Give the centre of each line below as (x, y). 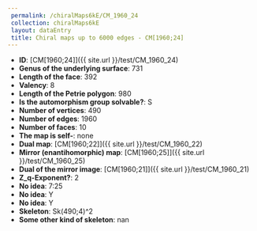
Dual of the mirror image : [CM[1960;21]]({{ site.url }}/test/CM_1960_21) (134, 169)
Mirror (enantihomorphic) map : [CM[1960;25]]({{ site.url (112, 153)
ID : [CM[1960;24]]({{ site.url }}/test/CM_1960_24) (99, 60)
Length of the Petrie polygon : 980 (75, 94)
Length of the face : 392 (58, 77)
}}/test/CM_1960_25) (52, 161)
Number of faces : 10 (52, 127)
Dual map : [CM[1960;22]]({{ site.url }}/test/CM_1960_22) (110, 144)
